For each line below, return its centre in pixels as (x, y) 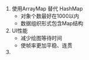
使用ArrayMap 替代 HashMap (47, 9)
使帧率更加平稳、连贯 (46, 45)
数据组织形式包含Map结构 (52, 23)
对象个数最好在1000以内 (50, 16)
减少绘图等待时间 (41, 38)
